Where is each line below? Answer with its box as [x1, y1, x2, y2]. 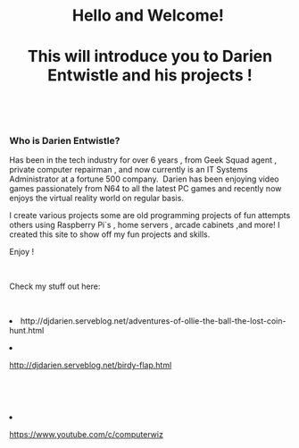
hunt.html [9, 325, 45, 336]
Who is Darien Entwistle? [9, 135, 120, 148]
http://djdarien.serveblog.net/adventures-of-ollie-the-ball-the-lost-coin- [21, 316, 287, 326]
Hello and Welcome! [71, 5, 225, 26]
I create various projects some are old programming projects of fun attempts [9, 210, 291, 221]
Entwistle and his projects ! [47, 65, 253, 86]
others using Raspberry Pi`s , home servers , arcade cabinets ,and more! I [9, 220, 280, 231]
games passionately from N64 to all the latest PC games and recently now [9, 183, 282, 194]
